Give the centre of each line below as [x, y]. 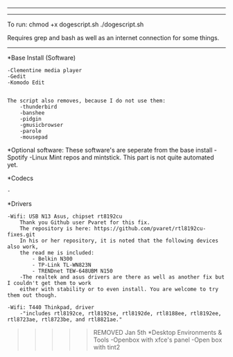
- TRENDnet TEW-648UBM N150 [72, 271]
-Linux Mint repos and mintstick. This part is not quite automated [121, 157]
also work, [23, 247]
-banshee [32, 113]
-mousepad [34, 137]
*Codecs [20, 178]
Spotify [17, 157]
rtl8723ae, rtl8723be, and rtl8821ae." [65, 320]
